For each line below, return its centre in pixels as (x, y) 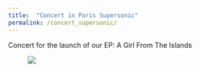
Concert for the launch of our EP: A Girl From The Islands (100, 45)
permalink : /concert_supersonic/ (63, 23)
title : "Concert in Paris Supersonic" (73, 15)
